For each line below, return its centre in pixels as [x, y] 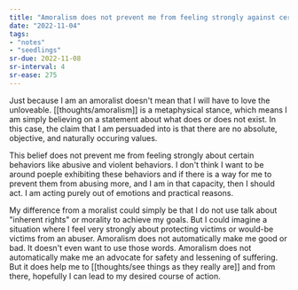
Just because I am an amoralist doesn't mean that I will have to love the [140, 100]
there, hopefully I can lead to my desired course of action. [115, 276]
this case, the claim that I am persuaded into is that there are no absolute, [143, 129]
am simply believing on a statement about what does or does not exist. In [143, 119]
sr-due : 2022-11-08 [45, 59]
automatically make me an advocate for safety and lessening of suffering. [144, 257]
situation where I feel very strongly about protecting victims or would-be [141, 229]
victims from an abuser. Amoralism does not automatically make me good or [149, 238]
